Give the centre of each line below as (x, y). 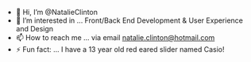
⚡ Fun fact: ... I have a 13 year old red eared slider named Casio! (120, 49)
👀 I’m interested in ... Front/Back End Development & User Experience (129, 20)
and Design (35, 29)
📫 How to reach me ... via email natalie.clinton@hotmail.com (115, 38)
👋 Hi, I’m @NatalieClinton (56, 12)
